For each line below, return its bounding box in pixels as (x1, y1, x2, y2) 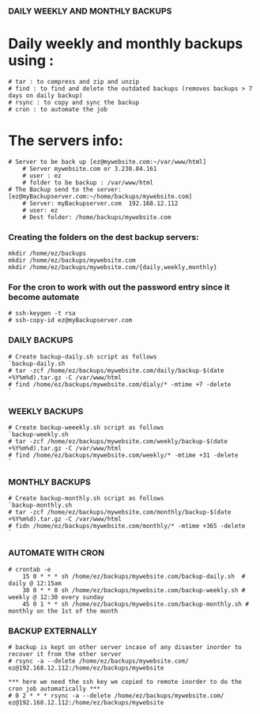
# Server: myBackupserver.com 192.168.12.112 (22, 199, 179, 207)
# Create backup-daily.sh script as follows (8, 352, 157, 361)
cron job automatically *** (8, 685, 101, 693)
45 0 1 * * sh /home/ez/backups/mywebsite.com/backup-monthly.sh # (22, 600, 249, 608)
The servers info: (8, 132, 124, 150)
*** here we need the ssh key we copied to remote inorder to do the (8, 678, 243, 686)
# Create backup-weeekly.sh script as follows (8, 423, 164, 431)
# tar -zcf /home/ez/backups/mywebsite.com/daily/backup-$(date (8, 366, 224, 374)
